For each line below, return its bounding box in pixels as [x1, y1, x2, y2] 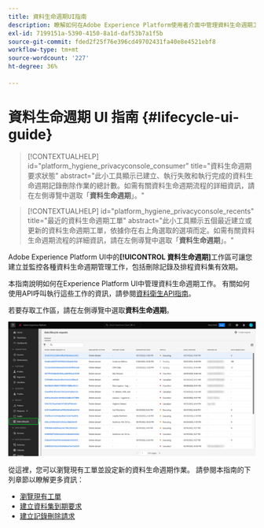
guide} [8, 125, 53, 143]
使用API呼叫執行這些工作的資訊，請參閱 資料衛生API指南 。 [8, 288, 196, 298]
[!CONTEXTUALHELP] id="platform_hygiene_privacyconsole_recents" [27, 206, 255, 216]
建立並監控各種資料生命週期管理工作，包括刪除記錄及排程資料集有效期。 [8, 262, 242, 271]
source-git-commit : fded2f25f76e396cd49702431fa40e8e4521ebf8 [8, 38, 216, 46]
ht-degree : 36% [8, 63, 58, 71]
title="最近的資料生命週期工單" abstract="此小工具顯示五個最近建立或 [27, 215, 253, 225]
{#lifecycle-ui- [141, 108, 240, 126]
